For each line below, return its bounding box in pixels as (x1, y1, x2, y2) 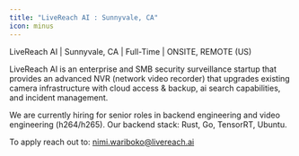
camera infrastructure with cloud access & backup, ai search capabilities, (9, 82, 281, 93)
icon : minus (9, 22, 54, 30)
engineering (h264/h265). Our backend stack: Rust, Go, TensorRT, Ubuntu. (9, 118, 287, 130)
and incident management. (9, 91, 109, 103)
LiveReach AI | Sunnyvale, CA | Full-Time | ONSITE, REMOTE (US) (9, 46, 252, 56)
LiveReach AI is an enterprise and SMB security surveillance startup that (9, 64, 277, 74)
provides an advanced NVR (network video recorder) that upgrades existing (9, 73, 290, 83)
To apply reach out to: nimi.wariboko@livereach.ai (9, 136, 195, 147)
